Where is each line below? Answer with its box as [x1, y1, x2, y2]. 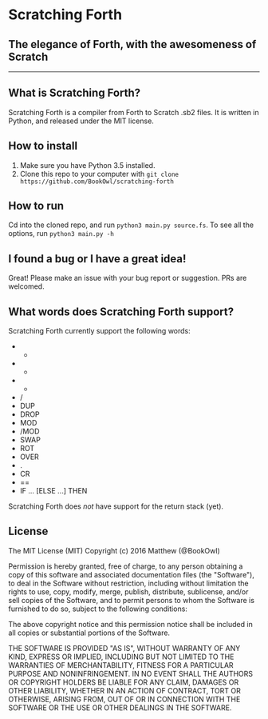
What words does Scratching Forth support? [8, 305, 234, 318]
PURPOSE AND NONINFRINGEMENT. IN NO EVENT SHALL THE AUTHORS [8, 669, 254, 678]
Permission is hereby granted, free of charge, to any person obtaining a [8, 561, 243, 571]
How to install [8, 139, 78, 153]
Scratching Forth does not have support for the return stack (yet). [8, 501, 224, 511]
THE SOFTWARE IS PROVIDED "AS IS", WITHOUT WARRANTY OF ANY [8, 643, 241, 653]
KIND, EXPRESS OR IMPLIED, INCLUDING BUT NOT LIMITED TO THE [8, 652, 235, 661]
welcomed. [8, 282, 45, 291]
